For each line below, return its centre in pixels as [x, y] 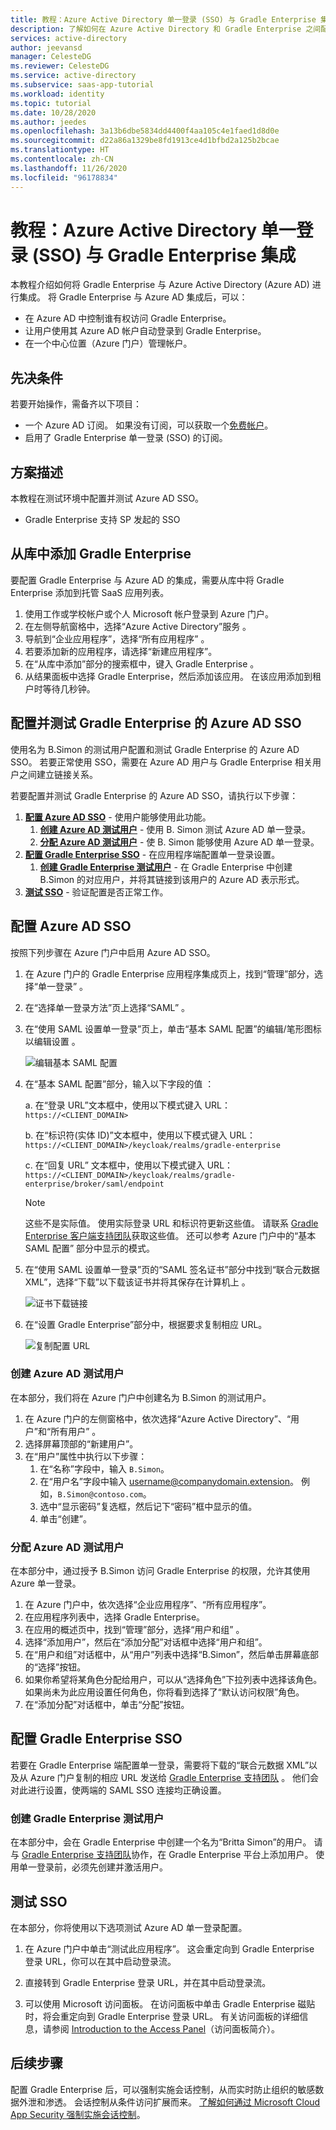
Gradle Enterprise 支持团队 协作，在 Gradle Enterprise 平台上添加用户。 [167, 1855]
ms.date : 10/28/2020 [53, 112]
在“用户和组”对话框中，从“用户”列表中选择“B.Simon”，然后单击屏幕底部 [172, 1655]
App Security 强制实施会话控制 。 [78, 2114]
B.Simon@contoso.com [100, 1494]
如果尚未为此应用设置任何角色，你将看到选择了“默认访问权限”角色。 [164, 1692]
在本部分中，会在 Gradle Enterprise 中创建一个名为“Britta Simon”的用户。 [161, 1842]
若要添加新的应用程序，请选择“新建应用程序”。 [121, 651]
